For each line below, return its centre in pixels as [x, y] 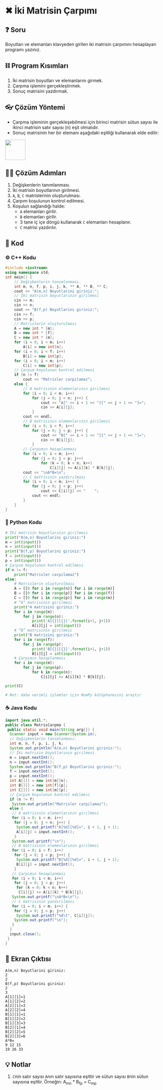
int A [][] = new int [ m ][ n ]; [39, 781]
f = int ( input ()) [23, 556]
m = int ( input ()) [23, 542]
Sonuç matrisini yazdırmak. [40, 91]
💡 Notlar [18, 1064]
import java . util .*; [27, 720]
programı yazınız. [23, 49]
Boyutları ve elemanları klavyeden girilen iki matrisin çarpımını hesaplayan [81, 44]
